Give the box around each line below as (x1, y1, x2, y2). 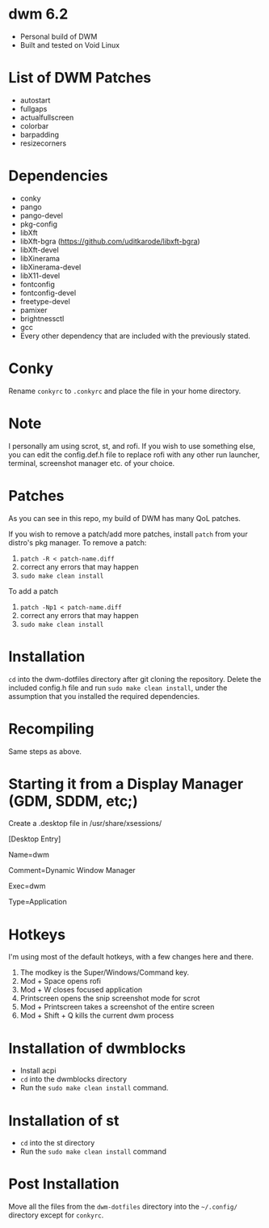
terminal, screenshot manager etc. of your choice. (8, 458, 175, 468)
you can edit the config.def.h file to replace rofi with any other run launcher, (8, 450, 260, 459)
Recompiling (8, 719, 95, 738)
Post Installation (8, 1175, 120, 1193)
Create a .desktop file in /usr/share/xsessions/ (8, 819, 162, 828)
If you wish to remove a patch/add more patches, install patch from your (8, 529, 248, 539)
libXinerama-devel (19, 262, 82, 272)
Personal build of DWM (19, 32, 98, 41)
